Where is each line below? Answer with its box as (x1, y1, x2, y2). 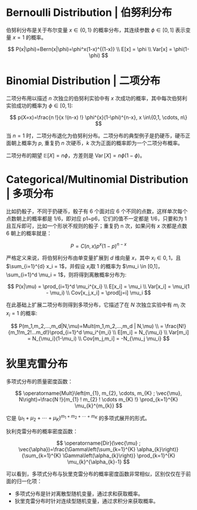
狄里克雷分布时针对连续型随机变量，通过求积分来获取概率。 (14, 498, 159, 505)
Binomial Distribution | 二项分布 (6, 75, 161, 87)
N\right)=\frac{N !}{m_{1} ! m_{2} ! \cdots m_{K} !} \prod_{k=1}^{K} (18, 396, 179, 403)
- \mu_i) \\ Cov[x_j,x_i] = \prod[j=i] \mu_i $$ (46, 289, 151, 296)
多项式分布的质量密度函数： (6, 377, 73, 385)
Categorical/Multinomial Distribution (6, 173, 189, 186)
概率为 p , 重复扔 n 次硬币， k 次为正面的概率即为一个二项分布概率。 (21, 139, 184, 146)
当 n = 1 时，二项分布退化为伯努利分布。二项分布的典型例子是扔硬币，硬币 (6, 132, 186, 139)
